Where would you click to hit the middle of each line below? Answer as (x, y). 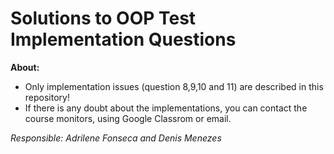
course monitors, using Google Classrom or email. (128, 118)
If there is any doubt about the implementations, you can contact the (166, 108)
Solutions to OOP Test (103, 18)
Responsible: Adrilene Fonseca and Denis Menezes (116, 138)
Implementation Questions (123, 39)
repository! (47, 97)
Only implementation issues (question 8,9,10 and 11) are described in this (174, 86)
